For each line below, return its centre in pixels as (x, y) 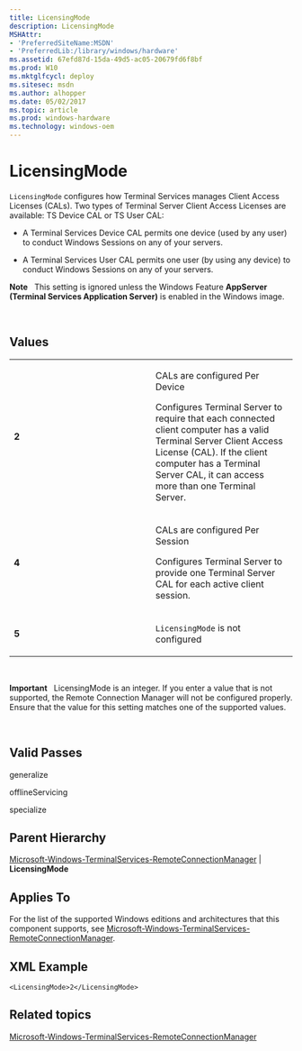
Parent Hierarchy (58, 838)
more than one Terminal (206, 486)
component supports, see (57, 928)
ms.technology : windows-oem (62, 127)
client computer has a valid (213, 429)
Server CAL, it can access (210, 474)
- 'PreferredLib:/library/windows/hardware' (94, 51)
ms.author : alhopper (48, 93)
